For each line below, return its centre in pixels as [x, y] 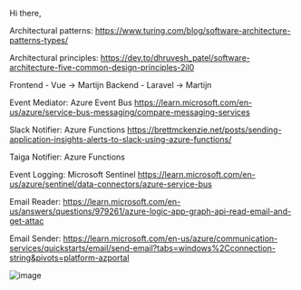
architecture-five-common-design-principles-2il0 [102, 68]
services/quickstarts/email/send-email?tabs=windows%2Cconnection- [143, 248]
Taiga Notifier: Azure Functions [67, 157]
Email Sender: [35, 238]
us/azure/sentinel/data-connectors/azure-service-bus [111, 184]
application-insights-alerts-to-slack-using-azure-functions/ [121, 139]
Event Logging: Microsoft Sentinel [73, 174]
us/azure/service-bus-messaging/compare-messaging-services [130, 112]
